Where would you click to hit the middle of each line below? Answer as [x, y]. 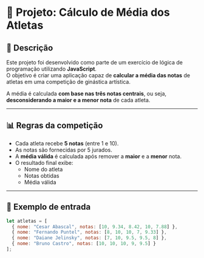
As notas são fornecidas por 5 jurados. [63, 150]
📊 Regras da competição [55, 126]
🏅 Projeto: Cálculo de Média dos [88, 12]
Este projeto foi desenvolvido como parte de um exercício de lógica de [95, 62]
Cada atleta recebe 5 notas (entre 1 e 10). [67, 143]
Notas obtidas [42, 175]
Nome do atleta [43, 169]
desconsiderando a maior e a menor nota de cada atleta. [78, 100]
